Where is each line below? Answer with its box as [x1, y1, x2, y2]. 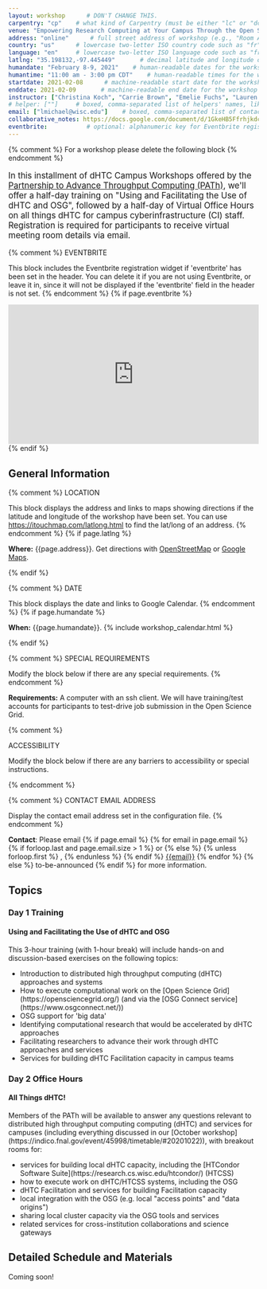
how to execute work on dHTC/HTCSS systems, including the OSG [19, 1177, 238, 1186]
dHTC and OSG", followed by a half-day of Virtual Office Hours [8, 200, 254, 211]
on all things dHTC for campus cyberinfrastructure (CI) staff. [8, 210, 245, 221]
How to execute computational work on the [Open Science [19, 985, 212, 995]
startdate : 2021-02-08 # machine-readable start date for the [8, 78, 237, 86]
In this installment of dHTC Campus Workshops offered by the [8, 170, 252, 181]
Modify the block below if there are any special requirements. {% [8, 669, 221, 679]
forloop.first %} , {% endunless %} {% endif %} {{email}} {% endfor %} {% [8, 852, 254, 861]
